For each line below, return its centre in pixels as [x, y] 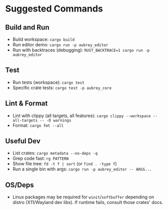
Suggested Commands [54, 9]
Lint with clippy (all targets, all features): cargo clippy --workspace [81, 116]
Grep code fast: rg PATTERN [40, 158]
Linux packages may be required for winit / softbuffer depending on [83, 197]
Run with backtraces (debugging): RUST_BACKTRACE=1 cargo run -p [81, 50]
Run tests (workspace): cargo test [48, 82]
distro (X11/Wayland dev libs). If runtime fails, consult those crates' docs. [88, 202]
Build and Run [27, 27]
